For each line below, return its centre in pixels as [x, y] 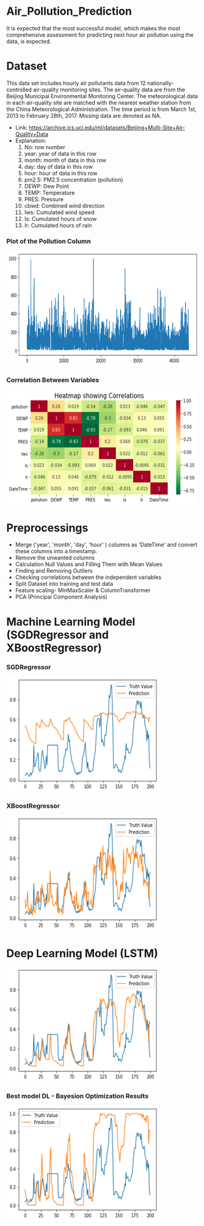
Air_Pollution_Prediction [69, 11]
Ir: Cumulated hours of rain [58, 225]
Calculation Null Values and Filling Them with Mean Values [89, 564]
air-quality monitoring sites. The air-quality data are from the [109, 90]
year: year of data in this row [60, 153]
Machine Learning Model [71, 622]
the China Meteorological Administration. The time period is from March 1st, [101, 109]
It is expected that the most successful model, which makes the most [93, 28]
